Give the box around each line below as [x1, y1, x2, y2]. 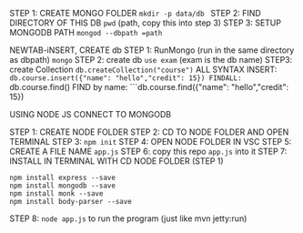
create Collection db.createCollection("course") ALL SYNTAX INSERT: [9, 64, 278, 75]
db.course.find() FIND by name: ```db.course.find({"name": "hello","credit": [9, 82, 289, 92]
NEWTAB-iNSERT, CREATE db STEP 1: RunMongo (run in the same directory [9, 45, 295, 56]
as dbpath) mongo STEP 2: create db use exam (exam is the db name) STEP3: [9, 55, 293, 65]
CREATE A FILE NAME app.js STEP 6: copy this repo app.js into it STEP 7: [9, 146, 288, 157]
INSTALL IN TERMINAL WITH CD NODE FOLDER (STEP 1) [9, 156, 225, 167]
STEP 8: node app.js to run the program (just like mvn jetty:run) [9, 213, 247, 224]
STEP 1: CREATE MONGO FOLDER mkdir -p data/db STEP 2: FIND [9, 8, 261, 18]
